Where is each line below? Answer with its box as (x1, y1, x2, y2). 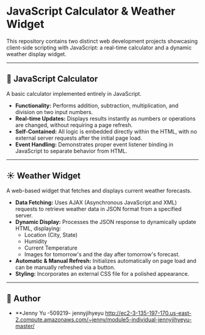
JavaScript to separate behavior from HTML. (15, 147, 128, 154)
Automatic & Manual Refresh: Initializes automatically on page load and (15, 257, 196, 264)
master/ (15, 322, 35, 330)
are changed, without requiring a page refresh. (15, 121, 133, 129)
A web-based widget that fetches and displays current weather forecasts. (6, 187, 192, 194)
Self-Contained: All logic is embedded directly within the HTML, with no (15, 128, 197, 135)
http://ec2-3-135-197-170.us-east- (105, 309, 192, 317)
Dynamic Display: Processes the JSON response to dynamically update (15, 218, 196, 225)
